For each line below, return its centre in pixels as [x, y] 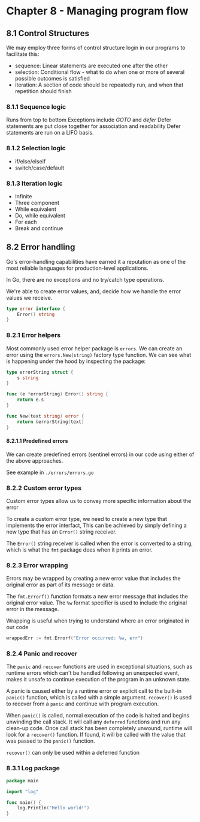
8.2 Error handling [41, 247]
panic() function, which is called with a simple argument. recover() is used [99, 698]
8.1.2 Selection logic [36, 148]
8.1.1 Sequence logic [36, 106]
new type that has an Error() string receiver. [61, 532]
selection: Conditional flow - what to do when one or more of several [99, 72]
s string [28, 378]
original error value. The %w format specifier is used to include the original [97, 603]
